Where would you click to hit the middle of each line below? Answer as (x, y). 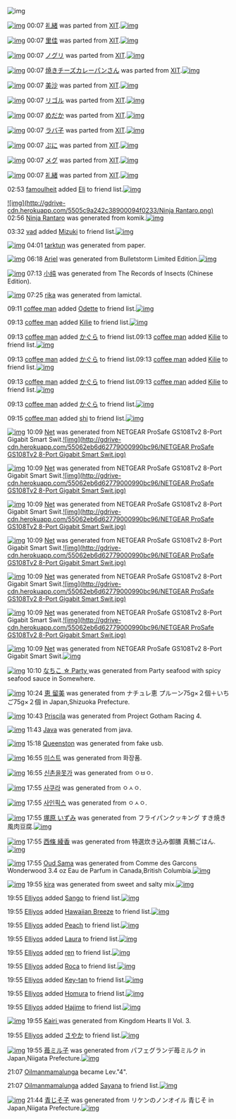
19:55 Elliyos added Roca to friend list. (63, 966)
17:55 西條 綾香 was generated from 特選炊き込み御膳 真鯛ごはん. (122, 841)
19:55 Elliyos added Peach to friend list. (64, 925)
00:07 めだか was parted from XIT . (77, 115)
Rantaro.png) (194, 210)
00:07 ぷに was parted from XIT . (74, 145)
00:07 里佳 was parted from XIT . (74, 40)
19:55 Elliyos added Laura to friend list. (63, 939)
